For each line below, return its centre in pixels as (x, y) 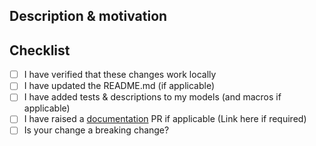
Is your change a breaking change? (96, 130)
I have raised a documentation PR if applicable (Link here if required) (165, 119)
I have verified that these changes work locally (120, 75)
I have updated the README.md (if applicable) (119, 86)
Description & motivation (88, 16)
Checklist (40, 50)
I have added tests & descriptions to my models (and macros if (152, 97)
